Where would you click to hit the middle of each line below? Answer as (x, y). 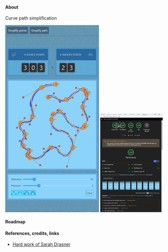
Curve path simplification (31, 18)
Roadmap (15, 222)
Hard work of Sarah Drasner (41, 244)
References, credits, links (32, 233)
